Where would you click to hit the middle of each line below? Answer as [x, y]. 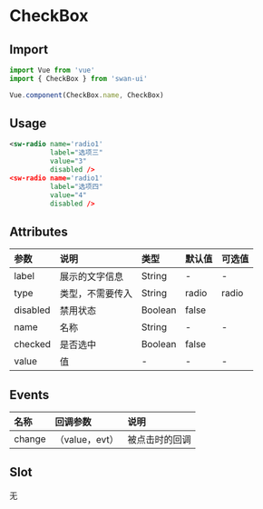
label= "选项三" [76, 153]
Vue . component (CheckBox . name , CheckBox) [87, 95]
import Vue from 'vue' [52, 70]
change [30, 439]
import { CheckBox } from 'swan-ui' [78, 78]
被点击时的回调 [160, 440]
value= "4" [68, 195]
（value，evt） [87, 440]
